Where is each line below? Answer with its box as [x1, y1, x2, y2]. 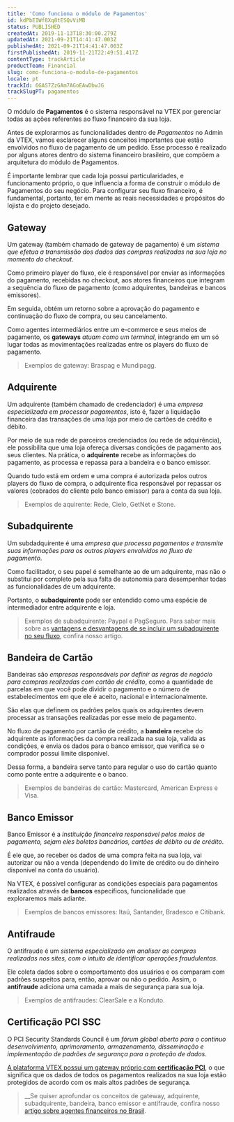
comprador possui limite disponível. [7, 749, 110, 758]
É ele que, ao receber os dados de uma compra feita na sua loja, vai [7, 851, 202, 860]
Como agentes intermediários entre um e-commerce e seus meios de [7, 325, 207, 333]
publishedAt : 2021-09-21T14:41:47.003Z [7, 43, 123, 50]
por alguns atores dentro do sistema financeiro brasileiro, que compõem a [7, 151, 220, 159]
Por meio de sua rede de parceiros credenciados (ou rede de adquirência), [7, 436, 221, 444]
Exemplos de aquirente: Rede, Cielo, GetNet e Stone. [24, 500, 176, 508]
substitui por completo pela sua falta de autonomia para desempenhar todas [7, 575, 226, 583]
